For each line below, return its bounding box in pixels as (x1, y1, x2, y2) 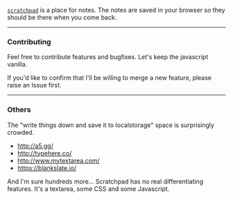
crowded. (7, 128, 35, 136)
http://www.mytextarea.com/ (17, 156, 101, 165)
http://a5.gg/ (17, 142, 53, 150)
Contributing (7, 37, 51, 47)
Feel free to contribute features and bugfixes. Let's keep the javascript (7, 53, 209, 61)
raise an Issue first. (7, 81, 62, 90)
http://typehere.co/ (17, 149, 72, 157)
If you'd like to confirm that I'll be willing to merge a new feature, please (7, 74, 212, 82)
